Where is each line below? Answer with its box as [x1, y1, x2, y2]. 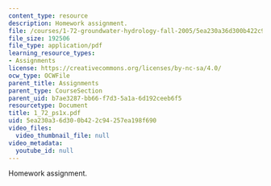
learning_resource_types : [8, 49, 95, 57]
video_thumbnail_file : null [15, 131, 110, 139]
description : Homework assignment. [8, 19, 128, 27]
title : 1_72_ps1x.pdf [8, 110, 81, 118]
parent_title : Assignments [8, 79, 99, 87]
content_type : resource [8, 11, 89, 20]
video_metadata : [8, 138, 63, 147]
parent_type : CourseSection [8, 86, 103, 95]
